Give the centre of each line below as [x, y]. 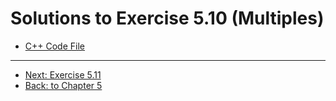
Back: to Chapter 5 [63, 85]
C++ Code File [54, 46]
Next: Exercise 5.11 [63, 74]
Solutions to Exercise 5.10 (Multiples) [167, 18]
